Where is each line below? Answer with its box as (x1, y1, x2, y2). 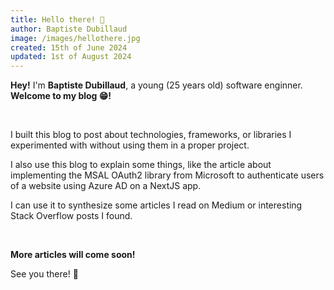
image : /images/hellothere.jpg (10, 33, 141, 43)
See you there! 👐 (10, 268, 79, 280)
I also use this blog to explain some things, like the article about (10, 159, 272, 171)
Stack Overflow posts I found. (10, 210, 133, 222)
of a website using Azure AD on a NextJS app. (10, 180, 202, 192)
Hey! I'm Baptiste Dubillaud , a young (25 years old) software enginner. (10, 79, 303, 91)
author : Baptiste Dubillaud (10, 24, 128, 34)
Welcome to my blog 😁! (10, 90, 112, 102)
